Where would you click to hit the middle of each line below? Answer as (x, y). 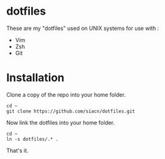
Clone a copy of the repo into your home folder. (66, 94)
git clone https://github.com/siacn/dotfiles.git (71, 111)
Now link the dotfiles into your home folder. (61, 122)
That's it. (17, 150)
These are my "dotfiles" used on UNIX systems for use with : (83, 28)
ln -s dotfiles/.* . (33, 139)
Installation (35, 78)
